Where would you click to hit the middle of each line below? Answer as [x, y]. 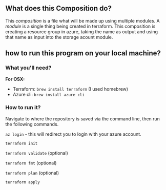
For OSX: [15, 79]
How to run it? [23, 108]
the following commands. [32, 124]
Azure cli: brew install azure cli [48, 94]
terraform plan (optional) [32, 173]
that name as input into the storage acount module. [59, 37]
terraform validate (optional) [37, 153]
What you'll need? [28, 68]
